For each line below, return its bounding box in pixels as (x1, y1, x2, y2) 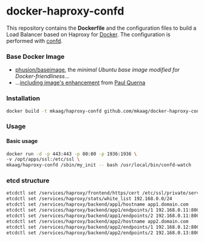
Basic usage (6, 137, 38, 144)
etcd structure (6, 176, 50, 185)
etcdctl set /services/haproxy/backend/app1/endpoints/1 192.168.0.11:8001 (6, 207, 202, 213)
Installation (6, 94, 41, 103)
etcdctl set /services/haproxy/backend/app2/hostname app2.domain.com (6, 218, 189, 224)
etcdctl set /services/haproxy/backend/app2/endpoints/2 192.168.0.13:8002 (6, 229, 202, 236)
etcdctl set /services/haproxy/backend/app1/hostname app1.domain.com (6, 201, 189, 207)
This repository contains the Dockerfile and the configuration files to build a (6, 24, 197, 32)
